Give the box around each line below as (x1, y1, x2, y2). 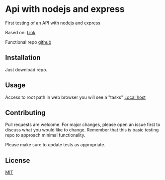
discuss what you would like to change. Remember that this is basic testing (5, 127, 159, 133)
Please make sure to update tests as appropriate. (5, 142, 106, 148)
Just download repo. (5, 66, 48, 72)
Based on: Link (5, 29, 36, 35)
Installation (5, 54, 41, 62)
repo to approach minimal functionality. (5, 132, 85, 138)
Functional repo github (5, 39, 51, 45)
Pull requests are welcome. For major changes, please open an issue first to (5, 121, 161, 127)
